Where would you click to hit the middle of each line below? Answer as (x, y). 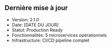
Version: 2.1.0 (25, 19)
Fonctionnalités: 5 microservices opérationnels (59, 35)
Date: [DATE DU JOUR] (35, 25)
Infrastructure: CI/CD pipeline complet (51, 40)
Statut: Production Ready (37, 30)
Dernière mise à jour (36, 8)
